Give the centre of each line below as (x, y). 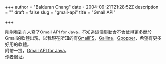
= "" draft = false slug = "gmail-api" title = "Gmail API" (60, 12)
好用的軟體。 (18, 44)
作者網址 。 (16, 57)
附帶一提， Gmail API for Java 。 (37, 50)
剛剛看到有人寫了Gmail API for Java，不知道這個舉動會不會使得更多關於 (79, 32)
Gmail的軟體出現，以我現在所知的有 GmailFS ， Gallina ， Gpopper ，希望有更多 (83, 38)
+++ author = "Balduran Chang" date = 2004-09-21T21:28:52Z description (82, 7)
